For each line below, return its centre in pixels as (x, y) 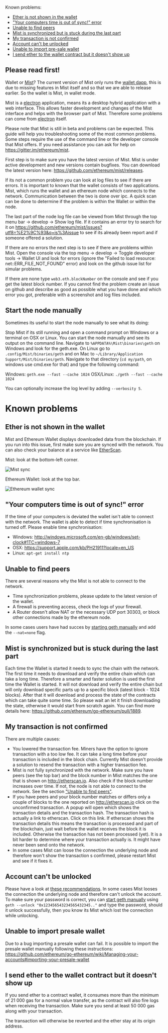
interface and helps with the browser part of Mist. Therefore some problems (84, 113)
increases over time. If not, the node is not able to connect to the (79, 786)
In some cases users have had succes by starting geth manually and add (80, 627)
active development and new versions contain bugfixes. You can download (83, 165)
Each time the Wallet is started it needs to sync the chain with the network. (82, 669)
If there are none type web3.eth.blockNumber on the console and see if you (82, 278)
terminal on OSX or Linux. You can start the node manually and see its (77, 338)
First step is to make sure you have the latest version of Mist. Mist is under (82, 159)
